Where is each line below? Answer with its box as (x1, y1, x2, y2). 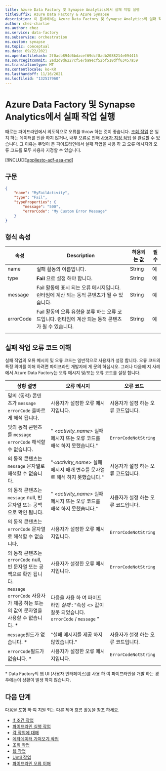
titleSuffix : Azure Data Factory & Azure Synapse (5, 12, 110, 17)
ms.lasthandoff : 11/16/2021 (5, 72, 63, 77)
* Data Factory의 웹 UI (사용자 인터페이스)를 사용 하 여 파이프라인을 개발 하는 (5, 671, 154, 677)
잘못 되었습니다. (50, 609, 85, 616)
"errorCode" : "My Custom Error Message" (23, 208, 107, 214)
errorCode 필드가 (7, 648, 44, 655)
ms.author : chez (5, 26, 39, 31)
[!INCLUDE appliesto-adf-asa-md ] (5, 157, 74, 163)
